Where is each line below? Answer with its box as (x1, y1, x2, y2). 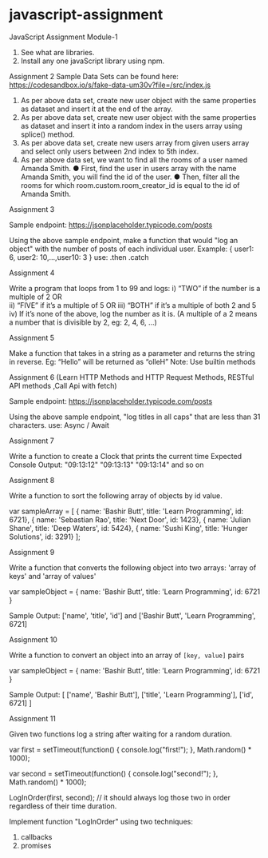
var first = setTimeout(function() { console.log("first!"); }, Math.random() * (9, 744, 252, 754)
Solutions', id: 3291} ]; (9, 532, 81, 541)
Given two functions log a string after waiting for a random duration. (9, 729, 232, 739)
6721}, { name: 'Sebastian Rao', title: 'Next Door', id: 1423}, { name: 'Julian (9, 514, 251, 525)
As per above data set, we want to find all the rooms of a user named (20, 154, 248, 165)
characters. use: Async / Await (9, 420, 110, 429)
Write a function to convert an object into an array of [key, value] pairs (9, 650, 245, 660)
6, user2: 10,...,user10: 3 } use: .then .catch (9, 252, 150, 261)
